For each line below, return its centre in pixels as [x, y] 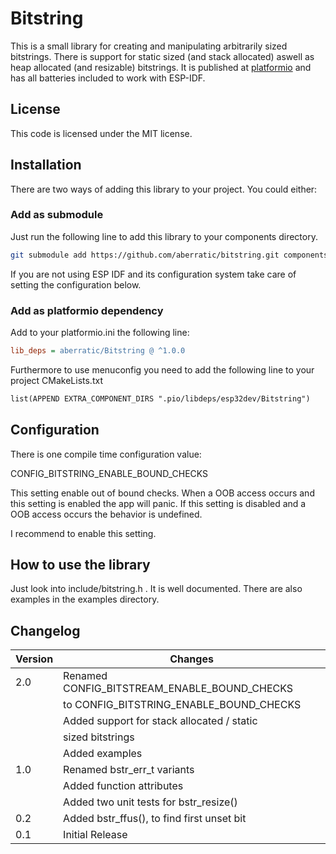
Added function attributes [123, 786]
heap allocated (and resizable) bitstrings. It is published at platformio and [161, 67]
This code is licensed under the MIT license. [101, 133]
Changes [191, 659]
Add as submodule [57, 215]
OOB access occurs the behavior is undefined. [106, 514]
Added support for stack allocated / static [160, 721]
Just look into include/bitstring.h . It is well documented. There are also [156, 589]
